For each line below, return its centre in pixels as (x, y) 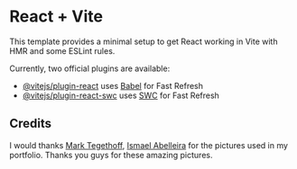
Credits (31, 124)
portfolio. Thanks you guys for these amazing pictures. (111, 155)
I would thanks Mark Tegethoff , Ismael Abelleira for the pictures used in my (149, 145)
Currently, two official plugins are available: (90, 68)
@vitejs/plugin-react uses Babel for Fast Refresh (113, 85)
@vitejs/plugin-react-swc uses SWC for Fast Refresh (121, 95)
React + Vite (56, 17)
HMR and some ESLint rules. (62, 50)
